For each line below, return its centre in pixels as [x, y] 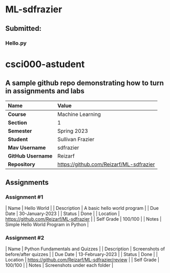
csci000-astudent [45, 64]
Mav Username [27, 147]
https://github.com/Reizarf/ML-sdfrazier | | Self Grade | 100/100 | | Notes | [83, 219]
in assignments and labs [45, 91]
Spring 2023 [72, 131]
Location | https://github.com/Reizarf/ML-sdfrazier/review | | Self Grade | [82, 260]
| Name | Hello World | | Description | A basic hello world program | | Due [82, 208]
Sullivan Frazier [76, 139]
